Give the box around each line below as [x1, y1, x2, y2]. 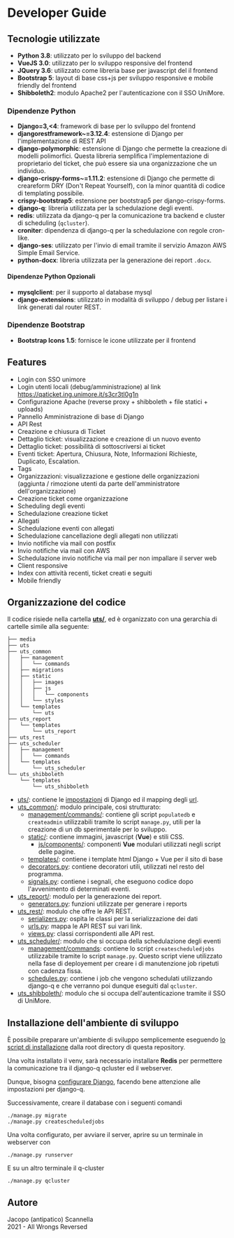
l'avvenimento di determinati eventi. [27, 885, 131, 893]
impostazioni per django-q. [7, 1085, 85, 1094]
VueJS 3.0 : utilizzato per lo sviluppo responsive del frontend [17, 59, 193, 67]
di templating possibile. [17, 189, 85, 198]
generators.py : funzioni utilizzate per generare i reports [27, 899, 187, 909]
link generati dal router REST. [17, 303, 101, 311]
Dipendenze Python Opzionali [7, 272, 96, 280]
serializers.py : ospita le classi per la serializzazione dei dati [27, 915, 198, 923]
